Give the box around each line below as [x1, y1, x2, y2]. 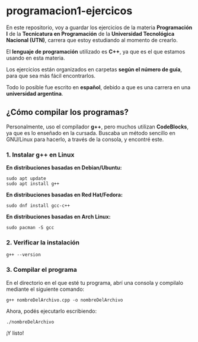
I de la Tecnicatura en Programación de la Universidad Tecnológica [6, 30, 175, 37]
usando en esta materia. [6, 54, 65, 61]
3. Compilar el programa [6, 266, 77, 274]
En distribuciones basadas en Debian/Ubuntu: [6, 164, 122, 171]
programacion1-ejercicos [6, 4, 133, 18]
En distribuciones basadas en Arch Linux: [6, 213, 111, 221]
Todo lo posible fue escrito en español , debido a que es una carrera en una [6, 83, 191, 90]
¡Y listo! [6, 329, 24, 337]
